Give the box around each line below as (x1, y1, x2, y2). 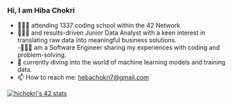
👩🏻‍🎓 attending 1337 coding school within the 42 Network (17, 21, 181, 30)
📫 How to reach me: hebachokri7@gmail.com (17, 73, 150, 82)
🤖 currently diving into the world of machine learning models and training (17, 58, 226, 67)
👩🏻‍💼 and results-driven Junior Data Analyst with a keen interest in (17, 28, 206, 37)
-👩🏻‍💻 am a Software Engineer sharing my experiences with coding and (17, 44, 220, 52)
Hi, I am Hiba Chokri (7, 6, 75, 15)
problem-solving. (17, 51, 67, 59)
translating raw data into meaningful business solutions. (17, 36, 177, 44)
